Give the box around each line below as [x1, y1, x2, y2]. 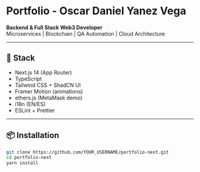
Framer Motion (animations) [14, 87, 83, 95]
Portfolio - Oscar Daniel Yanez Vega [6, 4, 186, 18]
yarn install [6, 160, 39, 166]
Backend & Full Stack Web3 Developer [6, 24, 103, 31]
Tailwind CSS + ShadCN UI [14, 82, 81, 89]
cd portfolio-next [6, 155, 52, 161]
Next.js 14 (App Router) [14, 68, 73, 76]
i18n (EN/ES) [14, 100, 46, 108]
